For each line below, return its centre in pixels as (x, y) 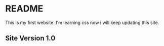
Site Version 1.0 (30, 38)
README (24, 9)
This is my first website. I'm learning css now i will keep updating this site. (82, 22)
